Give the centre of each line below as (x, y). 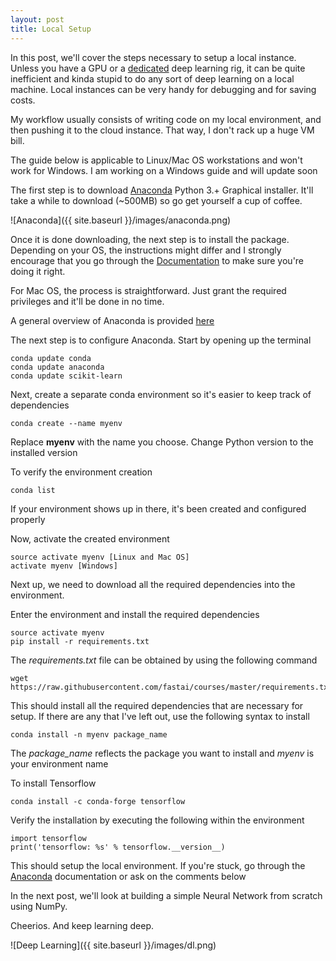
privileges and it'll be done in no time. (87, 301)
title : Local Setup (51, 29)
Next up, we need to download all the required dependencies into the (153, 584)
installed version (44, 452)
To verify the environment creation (81, 472)
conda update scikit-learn (66, 376)
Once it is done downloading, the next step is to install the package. (150, 239)
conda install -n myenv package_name (89, 734)
